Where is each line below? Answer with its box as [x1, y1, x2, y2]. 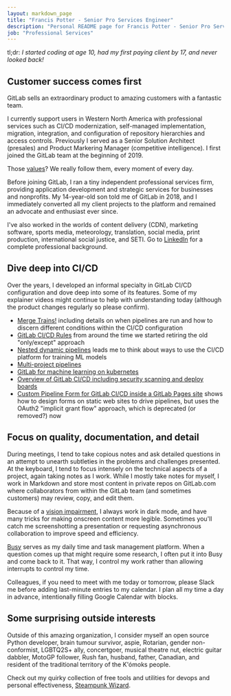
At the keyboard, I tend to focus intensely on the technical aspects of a [7, 464, 208, 473]
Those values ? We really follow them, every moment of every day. [7, 165, 194, 173]
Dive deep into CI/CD [7, 263, 98, 275]
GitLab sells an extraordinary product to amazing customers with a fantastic [7, 94, 222, 102]
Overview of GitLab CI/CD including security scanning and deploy [16, 375, 204, 383]
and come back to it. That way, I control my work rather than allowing [7, 557, 203, 566]
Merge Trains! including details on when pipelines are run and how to [16, 316, 213, 324]
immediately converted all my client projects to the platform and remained [7, 200, 217, 208]
